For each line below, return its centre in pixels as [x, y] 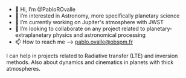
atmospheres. [24, 69]
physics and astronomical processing [99, 35]
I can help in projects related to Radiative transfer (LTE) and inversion [92, 56]
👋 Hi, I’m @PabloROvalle [45, 9]
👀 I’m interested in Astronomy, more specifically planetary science [97, 16]
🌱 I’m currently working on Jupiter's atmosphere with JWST [89, 22]
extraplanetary [33, 35]
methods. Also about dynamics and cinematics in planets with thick [90, 62]
